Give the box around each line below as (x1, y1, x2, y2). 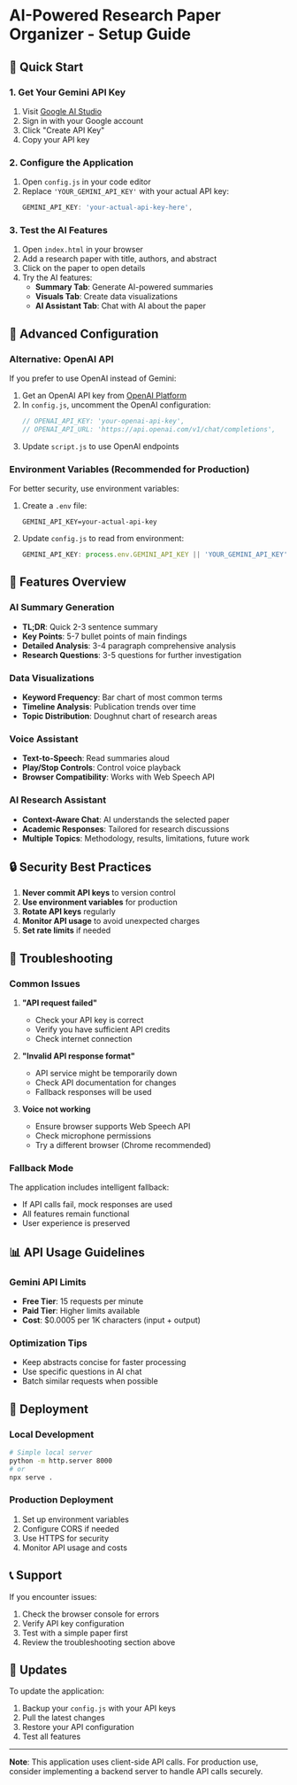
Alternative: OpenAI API (9, 353, 114, 365)
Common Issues (9, 977, 81, 990)
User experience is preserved (21, 1218, 131, 1229)
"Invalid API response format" (21, 1051, 135, 1061)
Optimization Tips (9, 1337, 88, 1349)
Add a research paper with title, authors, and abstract (21, 253, 217, 264)
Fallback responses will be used (34, 1087, 152, 1098)
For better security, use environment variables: (9, 484, 179, 494)
